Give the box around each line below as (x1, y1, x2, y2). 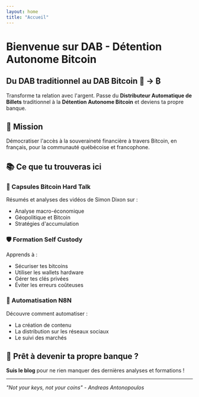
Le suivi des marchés (14, 334, 67, 341)
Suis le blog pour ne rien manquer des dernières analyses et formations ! (6, 367, 185, 374)
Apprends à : (6, 251, 38, 259)
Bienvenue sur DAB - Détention (6, 40, 162, 53)
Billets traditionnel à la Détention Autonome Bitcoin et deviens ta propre (6, 98, 184, 105)
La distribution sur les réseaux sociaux (14, 327, 109, 335)
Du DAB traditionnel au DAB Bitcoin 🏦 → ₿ (6, 76, 161, 86)
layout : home (6, 8, 38, 15)
